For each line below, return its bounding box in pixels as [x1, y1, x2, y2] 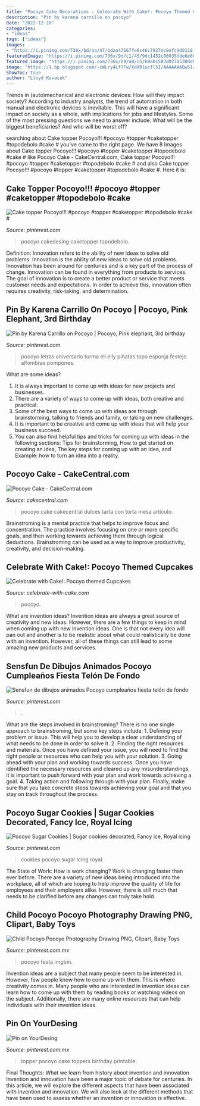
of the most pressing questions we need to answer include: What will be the [6, 117, 192, 124]
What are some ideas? [6, 370, 61, 378]
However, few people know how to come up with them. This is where [6, 976, 176, 983]
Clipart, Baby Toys [6, 919, 76, 929]
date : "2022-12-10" [6, 20, 55, 26]
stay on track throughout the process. [6, 791, 99, 798]
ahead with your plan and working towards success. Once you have [6, 759, 173, 766]
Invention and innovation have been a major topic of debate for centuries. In [6, 1075, 192, 1082]
